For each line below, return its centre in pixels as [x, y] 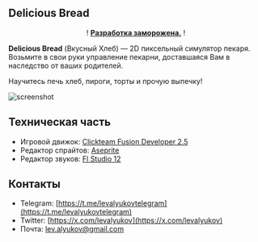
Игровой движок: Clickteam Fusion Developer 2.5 [104, 141]
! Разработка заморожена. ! [136, 32]
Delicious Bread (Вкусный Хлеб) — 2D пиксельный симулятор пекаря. [129, 48]
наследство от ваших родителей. [66, 65]
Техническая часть [60, 122]
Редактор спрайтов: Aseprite [70, 150]
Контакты [34, 184]
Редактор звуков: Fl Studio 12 [70, 159]
